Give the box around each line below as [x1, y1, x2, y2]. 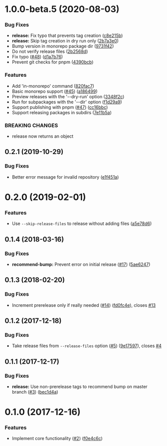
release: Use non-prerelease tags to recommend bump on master [11, 384, 148, 390]
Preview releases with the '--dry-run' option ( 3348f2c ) [11, 93, 125, 99]
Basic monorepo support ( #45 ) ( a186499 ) [11, 88, 98, 94]
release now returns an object [11, 133, 74, 139]
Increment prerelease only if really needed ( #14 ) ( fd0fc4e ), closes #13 [11, 302, 156, 308]
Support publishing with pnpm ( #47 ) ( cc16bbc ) [11, 104, 108, 110]
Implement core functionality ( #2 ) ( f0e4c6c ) [11, 436, 103, 442]
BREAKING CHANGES [4, 122, 58, 129]
